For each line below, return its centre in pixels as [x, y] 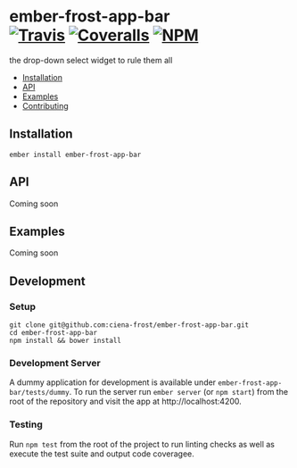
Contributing [45, 105]
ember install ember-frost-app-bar [75, 155]
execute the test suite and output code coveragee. [102, 454]
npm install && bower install [66, 341]
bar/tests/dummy [39, 393]
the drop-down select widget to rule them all [91, 60]
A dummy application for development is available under [113, 382]
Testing [26, 424]
